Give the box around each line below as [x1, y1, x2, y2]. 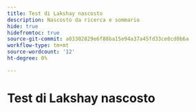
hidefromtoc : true [7, 29, 60, 36]
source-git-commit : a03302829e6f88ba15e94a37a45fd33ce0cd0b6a [7, 36, 189, 43]
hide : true [7, 23, 39, 30]
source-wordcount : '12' [7, 49, 76, 56]
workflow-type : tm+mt [7, 42, 69, 49]
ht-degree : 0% [7, 55, 48, 62]
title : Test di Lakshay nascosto [7, 10, 103, 17]
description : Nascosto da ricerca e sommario [7, 16, 140, 23]
